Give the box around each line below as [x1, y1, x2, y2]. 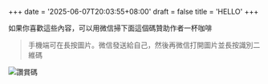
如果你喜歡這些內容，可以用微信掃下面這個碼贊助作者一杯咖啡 [8, 23, 213, 33]
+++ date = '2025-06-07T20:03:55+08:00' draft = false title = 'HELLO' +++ [8, 7, 259, 16]
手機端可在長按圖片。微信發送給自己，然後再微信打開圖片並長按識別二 [27, 40, 261, 50]
